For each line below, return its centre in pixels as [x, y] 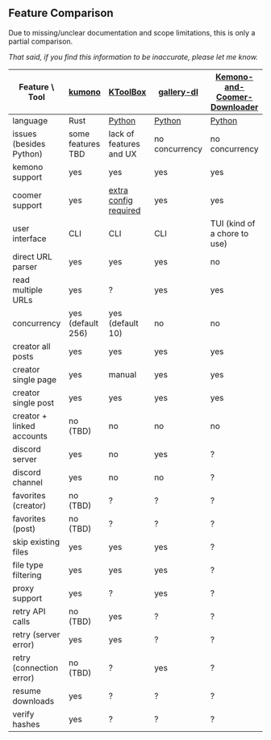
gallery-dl [179, 92]
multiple [27, 289]
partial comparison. [41, 41]
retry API [29, 611]
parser [25, 267]
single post [33, 402]
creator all [31, 346]
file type [28, 565]
